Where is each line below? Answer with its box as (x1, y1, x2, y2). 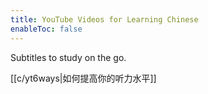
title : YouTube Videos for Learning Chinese (10, 14, 199, 25)
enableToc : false (10, 24, 83, 34)
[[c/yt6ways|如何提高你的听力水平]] (10, 72, 157, 84)
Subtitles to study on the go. (10, 51, 127, 63)
